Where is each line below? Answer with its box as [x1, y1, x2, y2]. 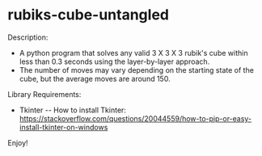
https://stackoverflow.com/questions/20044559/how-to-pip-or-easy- [19, 113, 252, 123]
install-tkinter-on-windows [19, 122, 108, 132]
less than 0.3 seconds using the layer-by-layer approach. [19, 57, 210, 66]
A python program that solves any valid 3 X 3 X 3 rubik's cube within [19, 48, 248, 57]
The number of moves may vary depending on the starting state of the [19, 65, 254, 74]
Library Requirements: [7, 89, 82, 99]
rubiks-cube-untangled [7, 6, 169, 24]
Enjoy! [7, 137, 29, 147]
